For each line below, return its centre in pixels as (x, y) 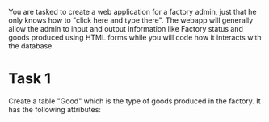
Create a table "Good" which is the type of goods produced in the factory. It (134, 101)
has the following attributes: (55, 109)
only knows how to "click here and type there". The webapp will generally (131, 20)
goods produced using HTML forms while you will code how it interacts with (135, 37)
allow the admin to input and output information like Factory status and (126, 29)
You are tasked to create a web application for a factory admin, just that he (132, 12)
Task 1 (29, 79)
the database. (32, 46)
